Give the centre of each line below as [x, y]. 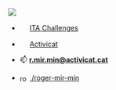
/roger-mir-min [55, 78]
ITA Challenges [54, 28]
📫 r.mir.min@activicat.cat [63, 59]
